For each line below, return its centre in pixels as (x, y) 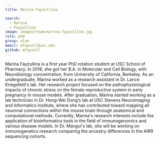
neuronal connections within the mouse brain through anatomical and (75, 110)
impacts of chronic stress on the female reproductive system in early (74, 90)
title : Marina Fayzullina (31, 9)
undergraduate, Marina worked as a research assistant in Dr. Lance (72, 79)
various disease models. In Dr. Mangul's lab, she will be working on (72, 126)
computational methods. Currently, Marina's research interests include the (80, 115)
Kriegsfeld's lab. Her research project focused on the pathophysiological (78, 84)
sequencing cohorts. (26, 136)
